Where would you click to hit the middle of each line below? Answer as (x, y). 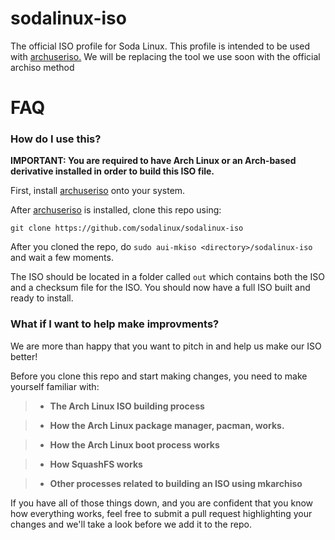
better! (24, 356)
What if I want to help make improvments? (115, 324)
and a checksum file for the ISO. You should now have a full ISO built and (160, 288)
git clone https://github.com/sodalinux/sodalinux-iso (127, 228)
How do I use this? (56, 139)
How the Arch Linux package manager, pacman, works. (167, 425)
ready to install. (42, 298)
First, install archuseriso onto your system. (98, 191)
